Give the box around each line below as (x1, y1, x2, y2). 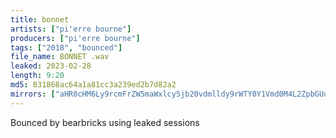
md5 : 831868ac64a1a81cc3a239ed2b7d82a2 (10, 80, 177, 90)
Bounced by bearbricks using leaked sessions (10, 116, 200, 128)
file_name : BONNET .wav (10, 52, 110, 62)
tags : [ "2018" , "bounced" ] (10, 42, 123, 53)
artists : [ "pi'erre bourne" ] (10, 24, 132, 34)
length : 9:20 (10, 71, 65, 81)
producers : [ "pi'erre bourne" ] (10, 33, 141, 43)
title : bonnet (10, 14, 70, 25)
